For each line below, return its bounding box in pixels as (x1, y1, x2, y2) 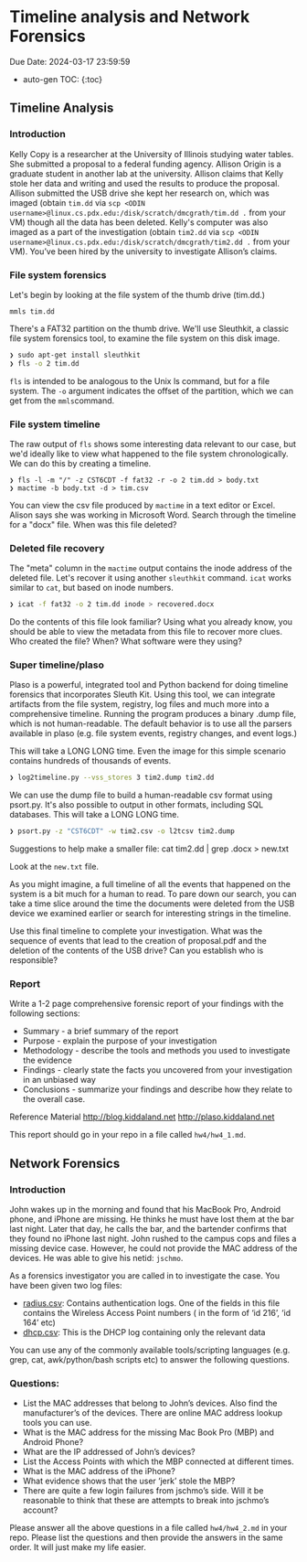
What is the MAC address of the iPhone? (22, 1466, 175, 1477)
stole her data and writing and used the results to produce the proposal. (9, 177, 281, 188)
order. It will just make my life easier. (9, 1542, 146, 1553)
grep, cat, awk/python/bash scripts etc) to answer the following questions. (9, 1354, 291, 1365)
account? (22, 1504, 58, 1515)
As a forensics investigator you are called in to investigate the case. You (9, 1270, 281, 1281)
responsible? (9, 955, 58, 966)
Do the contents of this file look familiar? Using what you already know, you (9, 616, 293, 627)
